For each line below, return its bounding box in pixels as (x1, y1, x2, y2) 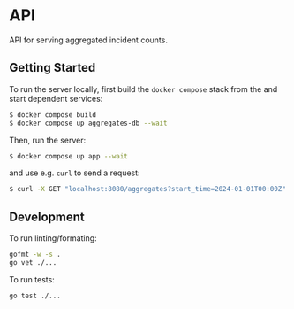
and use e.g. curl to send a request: (9, 167, 140, 178)
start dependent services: (9, 93, 103, 104)
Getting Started (9, 60, 96, 75)
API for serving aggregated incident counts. (9, 35, 168, 45)
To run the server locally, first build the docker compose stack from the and (9, 83, 278, 94)
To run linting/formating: (9, 233, 97, 243)
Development (9, 209, 86, 224)
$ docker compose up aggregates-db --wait (9, 119, 168, 127)
